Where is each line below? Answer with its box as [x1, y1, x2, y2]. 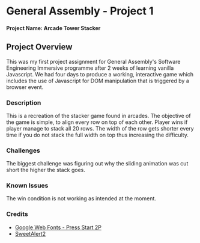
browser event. [6, 83, 44, 91]
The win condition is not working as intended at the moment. [6, 195, 156, 202]
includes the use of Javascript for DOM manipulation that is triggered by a [6, 77, 189, 84]
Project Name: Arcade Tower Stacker [6, 24, 101, 31]
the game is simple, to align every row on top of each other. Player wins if [6, 118, 188, 126]
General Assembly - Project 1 [6, 4, 154, 18]
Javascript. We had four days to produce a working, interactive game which [6, 70, 194, 78]
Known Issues [6, 182, 49, 190]
